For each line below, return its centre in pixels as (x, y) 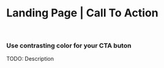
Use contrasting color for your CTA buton (69, 46)
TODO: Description (30, 59)
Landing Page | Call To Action (82, 13)
